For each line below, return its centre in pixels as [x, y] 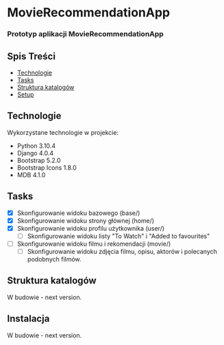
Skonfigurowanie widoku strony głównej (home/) [86, 220]
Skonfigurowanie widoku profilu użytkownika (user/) [91, 228]
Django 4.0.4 [35, 153]
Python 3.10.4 [36, 146]
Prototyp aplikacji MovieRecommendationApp [86, 34]
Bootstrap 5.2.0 [39, 160]
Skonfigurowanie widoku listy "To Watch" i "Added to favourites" [119, 236]
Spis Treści [32, 56]
